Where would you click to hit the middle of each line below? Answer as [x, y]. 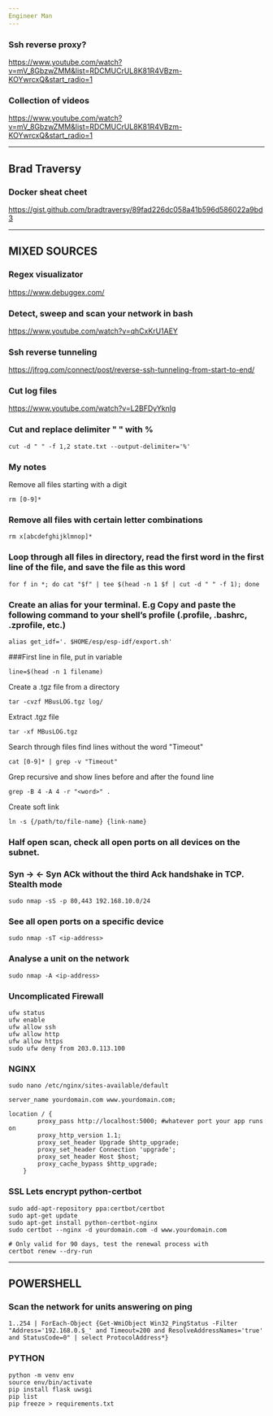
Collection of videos [49, 100]
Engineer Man [30, 16]
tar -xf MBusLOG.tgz [43, 732]
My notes [28, 467]
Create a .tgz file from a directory [64, 686]
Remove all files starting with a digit [68, 485]
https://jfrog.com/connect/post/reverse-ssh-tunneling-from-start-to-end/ [132, 370]
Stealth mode [35, 884]
